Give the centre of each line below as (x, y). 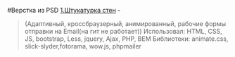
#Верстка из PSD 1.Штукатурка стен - (64, 10)
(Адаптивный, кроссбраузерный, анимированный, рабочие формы (125, 24)
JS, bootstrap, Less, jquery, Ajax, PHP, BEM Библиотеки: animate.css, (126, 39)
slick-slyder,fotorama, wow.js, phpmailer (83, 46)
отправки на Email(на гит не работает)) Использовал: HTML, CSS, (123, 31)
